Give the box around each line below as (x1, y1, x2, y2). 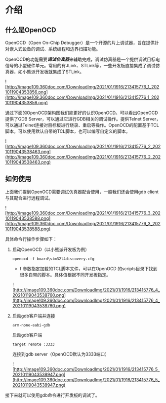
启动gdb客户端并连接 (12, 313, 55, 319)
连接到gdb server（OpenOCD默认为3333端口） (12, 351, 110, 357)
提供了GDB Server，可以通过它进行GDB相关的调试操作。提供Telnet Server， (5, 116, 161, 121)
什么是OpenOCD (5, 26, 56, 34)
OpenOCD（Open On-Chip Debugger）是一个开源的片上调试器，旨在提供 (5, 40, 155, 45)
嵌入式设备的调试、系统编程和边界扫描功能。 (9, 46, 100, 52)
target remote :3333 (12, 342, 55, 347)
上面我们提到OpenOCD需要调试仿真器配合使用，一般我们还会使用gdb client (5, 189, 159, 195)
